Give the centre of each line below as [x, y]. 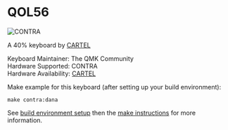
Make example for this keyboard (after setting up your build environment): [114, 87]
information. [25, 120]
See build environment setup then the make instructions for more [101, 113]
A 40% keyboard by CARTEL [49, 45]
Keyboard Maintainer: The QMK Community [70, 58]
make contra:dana [33, 100]
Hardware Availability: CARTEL [52, 73]
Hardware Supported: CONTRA [52, 66]
